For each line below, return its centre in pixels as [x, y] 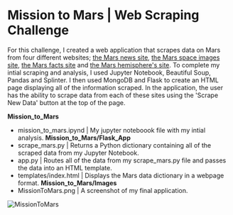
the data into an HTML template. [65, 167]
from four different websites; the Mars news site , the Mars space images [114, 57]
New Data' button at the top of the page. [66, 102]
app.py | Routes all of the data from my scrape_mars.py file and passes [122, 160]
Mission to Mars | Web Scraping [103, 15]
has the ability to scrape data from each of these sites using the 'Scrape [113, 95]
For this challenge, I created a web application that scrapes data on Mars [114, 50]
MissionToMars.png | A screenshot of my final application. [103, 190]
